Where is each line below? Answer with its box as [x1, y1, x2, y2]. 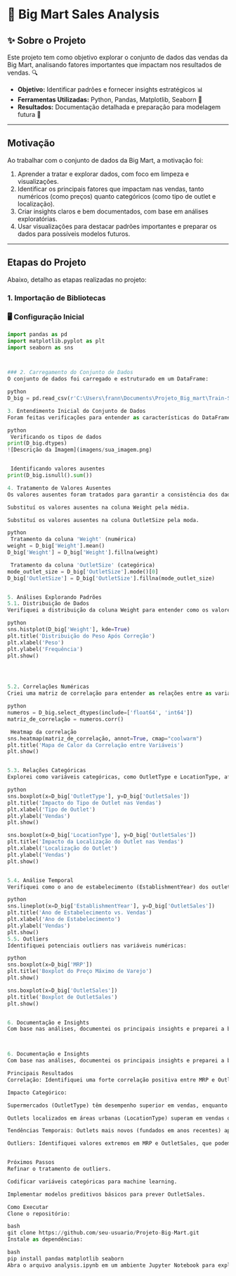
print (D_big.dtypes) [7, 440, 68, 447]
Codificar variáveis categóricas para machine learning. [7, 1178, 178, 1185]
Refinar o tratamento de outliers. [7, 1165, 112, 1172]
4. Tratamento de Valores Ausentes [7, 484, 112, 492]
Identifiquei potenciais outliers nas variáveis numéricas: [7, 942, 188, 949]
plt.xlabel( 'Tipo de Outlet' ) [7, 806, 96, 813]
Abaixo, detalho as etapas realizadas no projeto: [7, 275, 147, 284]
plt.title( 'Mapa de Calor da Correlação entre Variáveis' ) [7, 741, 184, 749]
